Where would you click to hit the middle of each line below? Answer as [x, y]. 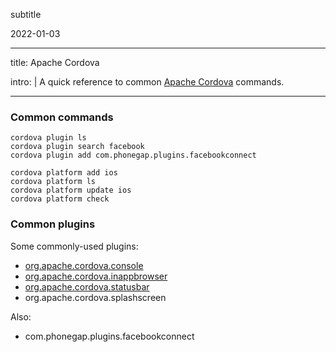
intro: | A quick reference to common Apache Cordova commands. [147, 82]
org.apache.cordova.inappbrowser [96, 276]
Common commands [62, 117]
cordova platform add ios [64, 173]
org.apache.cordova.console [84, 265]
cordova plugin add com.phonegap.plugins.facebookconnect [133, 155]
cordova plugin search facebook [77, 147]
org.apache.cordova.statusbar [87, 286]
